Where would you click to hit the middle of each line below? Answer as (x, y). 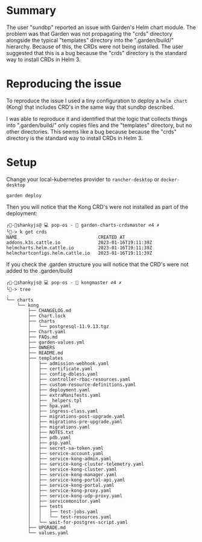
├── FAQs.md (43, 337)
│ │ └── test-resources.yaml (70, 517)
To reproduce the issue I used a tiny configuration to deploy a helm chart (97, 100)
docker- (170, 180)
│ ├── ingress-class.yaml (63, 411)
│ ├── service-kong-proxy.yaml (70, 491)
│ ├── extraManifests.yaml (65, 395)
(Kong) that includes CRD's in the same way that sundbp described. (90, 107)
